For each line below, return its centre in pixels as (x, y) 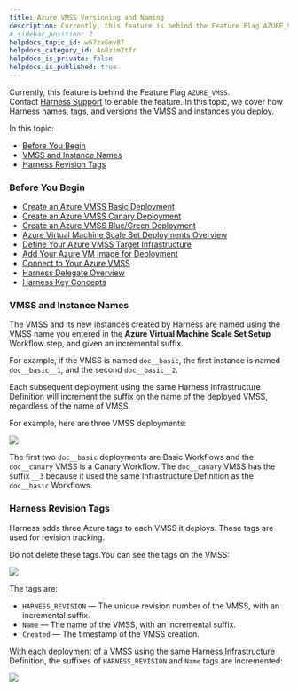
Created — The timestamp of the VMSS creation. (110, 634)
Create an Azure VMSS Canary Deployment (102, 216)
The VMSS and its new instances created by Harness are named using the (145, 324)
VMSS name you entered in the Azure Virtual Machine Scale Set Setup (140, 334)
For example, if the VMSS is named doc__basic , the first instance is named (145, 361)
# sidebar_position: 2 (51, 34)
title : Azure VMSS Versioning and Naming (87, 17)
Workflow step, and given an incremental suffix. (96, 344)
